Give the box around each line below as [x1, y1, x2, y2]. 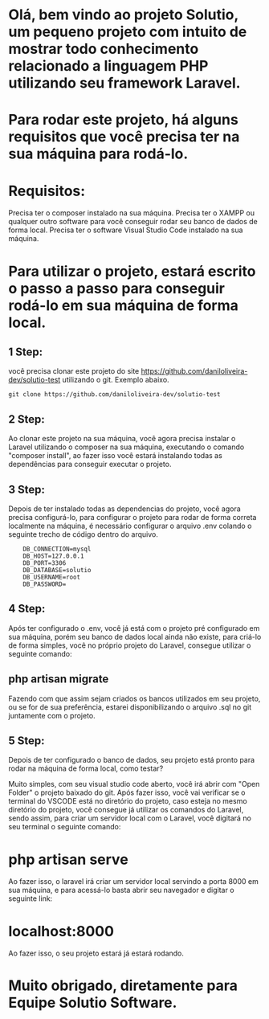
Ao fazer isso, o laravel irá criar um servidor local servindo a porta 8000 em [8, 877, 259, 886]
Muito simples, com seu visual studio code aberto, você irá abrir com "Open [8, 780, 260, 789]
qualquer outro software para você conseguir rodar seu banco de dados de [8, 217, 259, 227]
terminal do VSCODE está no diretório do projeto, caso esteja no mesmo [8, 796, 247, 806]
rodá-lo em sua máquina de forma [8, 296, 239, 314]
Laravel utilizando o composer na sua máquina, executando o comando [8, 442, 245, 452]
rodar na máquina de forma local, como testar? [8, 763, 164, 773]
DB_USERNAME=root [22, 573, 81, 581]
